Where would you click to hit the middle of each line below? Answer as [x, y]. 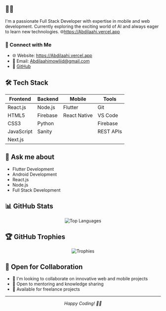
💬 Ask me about [30, 157]
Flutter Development [33, 169]
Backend [48, 99]
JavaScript [20, 131]
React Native [78, 115]
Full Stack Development [36, 190]
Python [46, 123]
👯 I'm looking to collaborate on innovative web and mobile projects [80, 279]
